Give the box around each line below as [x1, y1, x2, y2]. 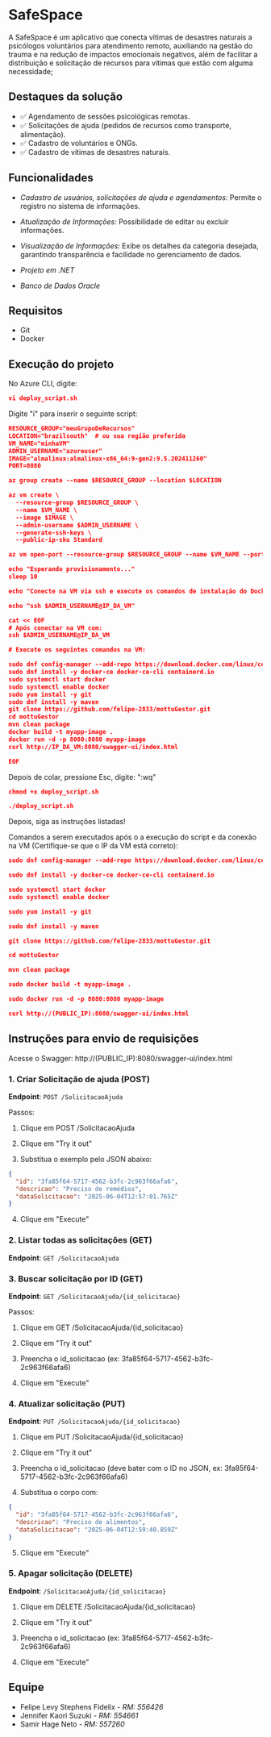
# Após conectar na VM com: [8, 623, 103, 632]
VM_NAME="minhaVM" [8, 439, 70, 448]
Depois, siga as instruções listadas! [8, 817, 126, 827]
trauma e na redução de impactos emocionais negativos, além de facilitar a [8, 49, 258, 59]
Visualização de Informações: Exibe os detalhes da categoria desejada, [19, 240, 259, 251]
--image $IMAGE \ [15, 514, 74, 522]
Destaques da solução [8, 90, 123, 104]
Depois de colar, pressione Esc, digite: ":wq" [8, 772, 156, 781]
